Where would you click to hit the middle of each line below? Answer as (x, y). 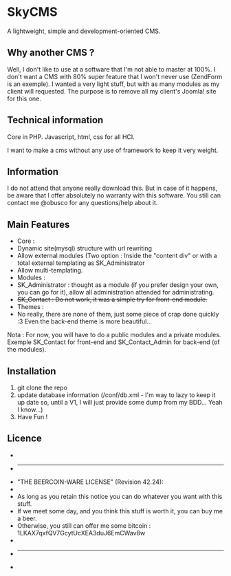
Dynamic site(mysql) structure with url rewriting (85, 248)
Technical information (55, 120)
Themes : (31, 307)
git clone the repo (42, 387)
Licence (25, 439)
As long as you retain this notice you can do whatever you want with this (120, 496)
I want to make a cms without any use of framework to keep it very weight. (113, 150)
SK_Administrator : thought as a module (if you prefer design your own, (118, 285)
